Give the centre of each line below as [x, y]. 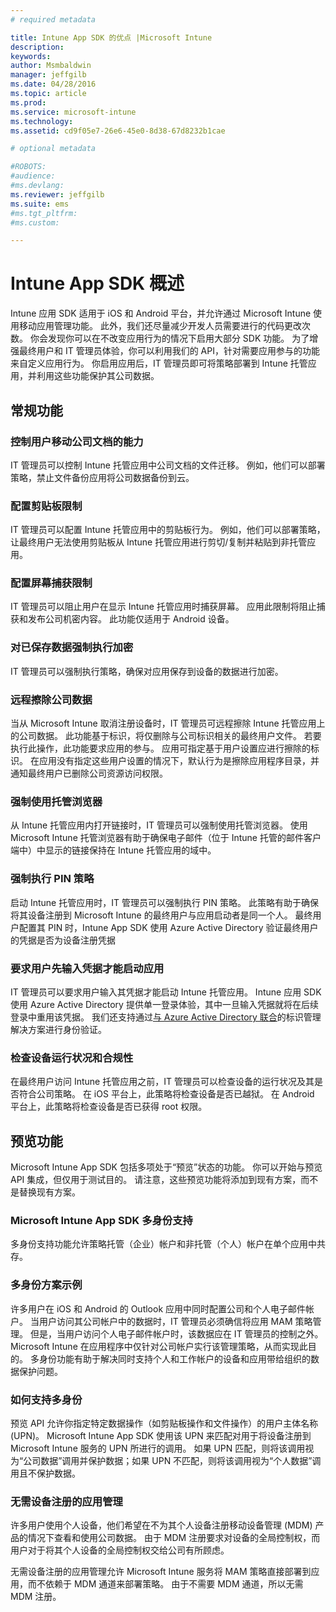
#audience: [33, 176]
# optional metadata [53, 149]
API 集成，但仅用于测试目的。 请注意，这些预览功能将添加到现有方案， [156, 1180]
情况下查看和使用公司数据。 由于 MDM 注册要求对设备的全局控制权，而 [174, 1538]
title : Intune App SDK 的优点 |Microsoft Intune [111, 37]
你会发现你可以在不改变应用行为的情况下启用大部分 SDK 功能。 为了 [169, 338]
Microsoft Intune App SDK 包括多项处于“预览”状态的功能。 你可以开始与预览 [166, 1167]
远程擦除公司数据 [51, 699]
